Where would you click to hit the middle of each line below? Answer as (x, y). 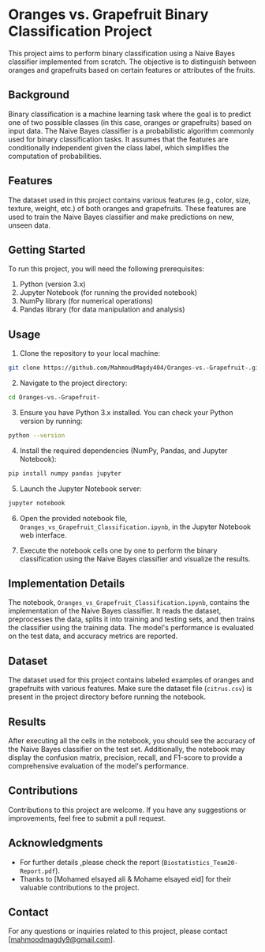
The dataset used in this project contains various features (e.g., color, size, (129, 200)
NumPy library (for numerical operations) (86, 301)
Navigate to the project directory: (73, 383)
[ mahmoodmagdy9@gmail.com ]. (62, 939)
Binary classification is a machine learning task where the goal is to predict (130, 114)
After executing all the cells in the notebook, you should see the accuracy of (132, 740)
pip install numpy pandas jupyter (65, 473)
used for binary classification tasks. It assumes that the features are (118, 139)
